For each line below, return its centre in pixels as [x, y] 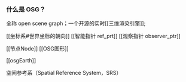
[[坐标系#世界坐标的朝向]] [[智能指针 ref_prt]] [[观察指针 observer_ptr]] [93, 36]
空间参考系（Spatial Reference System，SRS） [64, 73]
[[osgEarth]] [21, 61]
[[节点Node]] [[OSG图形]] [37, 49]
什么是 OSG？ [26, 9]
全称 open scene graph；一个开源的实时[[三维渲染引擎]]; [76, 23]
